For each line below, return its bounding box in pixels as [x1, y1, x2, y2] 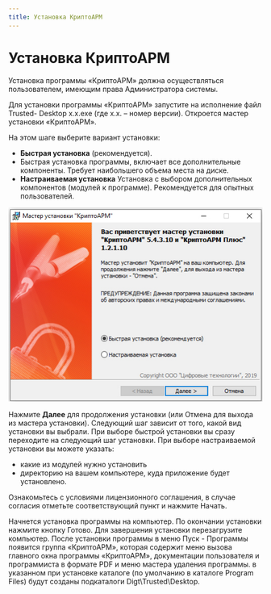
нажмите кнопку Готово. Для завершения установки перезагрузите [8, 525, 243, 534]
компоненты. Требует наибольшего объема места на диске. [19, 165, 229, 175]
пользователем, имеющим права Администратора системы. [8, 84, 219, 94]
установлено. [19, 476, 67, 486]
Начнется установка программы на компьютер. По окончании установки [8, 517, 262, 526]
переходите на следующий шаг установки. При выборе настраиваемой [8, 435, 256, 445]
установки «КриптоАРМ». [8, 117, 97, 127]
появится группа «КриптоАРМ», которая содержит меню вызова [8, 542, 232, 552]
